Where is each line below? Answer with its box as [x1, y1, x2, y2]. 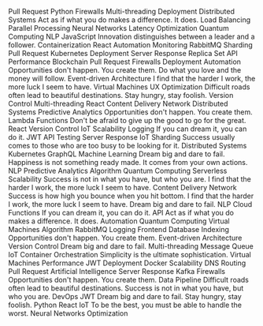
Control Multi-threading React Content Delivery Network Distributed [8, 99, 228, 108]
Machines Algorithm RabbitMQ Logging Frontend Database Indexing [8, 225, 230, 234]
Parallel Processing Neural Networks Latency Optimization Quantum [8, 24, 230, 32]
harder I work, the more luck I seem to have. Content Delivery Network [8, 183, 238, 192]
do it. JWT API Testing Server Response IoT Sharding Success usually [8, 133, 235, 141]
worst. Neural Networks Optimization [8, 309, 128, 318]
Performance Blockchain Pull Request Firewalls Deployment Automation [8, 57, 242, 66]
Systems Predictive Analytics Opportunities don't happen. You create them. [8, 107, 254, 117]
